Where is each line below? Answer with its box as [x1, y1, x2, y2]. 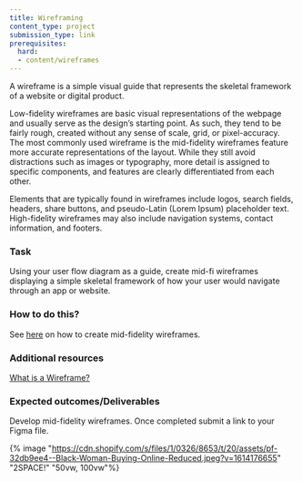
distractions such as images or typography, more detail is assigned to [9, 157, 270, 167]
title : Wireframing [9, 13, 84, 23]
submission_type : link [9, 30, 96, 39]
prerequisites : [9, 38, 67, 48]
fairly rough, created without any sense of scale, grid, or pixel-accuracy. [9, 128, 280, 138]
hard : [17, 47, 39, 56]
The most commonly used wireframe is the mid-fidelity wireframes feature [9, 138, 289, 148]
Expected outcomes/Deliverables [9, 395, 161, 407]
